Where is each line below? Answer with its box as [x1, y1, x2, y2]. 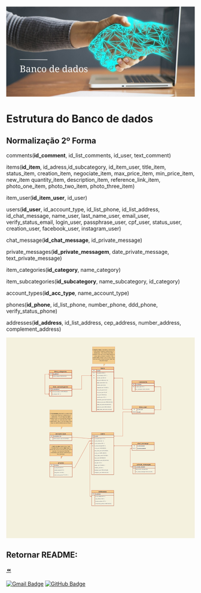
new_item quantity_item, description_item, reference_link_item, [6, 176, 161, 183]
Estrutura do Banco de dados [6, 112, 154, 125]
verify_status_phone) [6, 307, 58, 315]
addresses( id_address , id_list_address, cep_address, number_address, [6, 319, 181, 326]
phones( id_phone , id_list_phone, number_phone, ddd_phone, [6, 301, 159, 308]
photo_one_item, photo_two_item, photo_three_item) [6, 182, 135, 190]
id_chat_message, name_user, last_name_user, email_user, [6, 212, 150, 219]
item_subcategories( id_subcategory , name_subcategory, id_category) [6, 277, 181, 285]
